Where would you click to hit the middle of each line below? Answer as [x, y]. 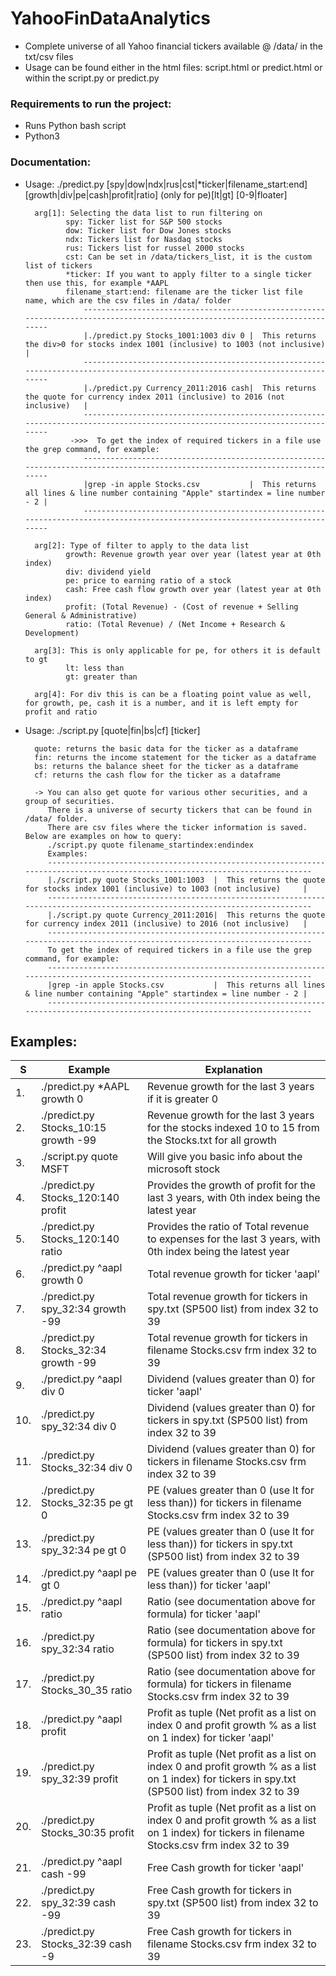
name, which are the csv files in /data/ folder [128, 300]
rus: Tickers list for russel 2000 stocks [155, 248]
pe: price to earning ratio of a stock [148, 580]
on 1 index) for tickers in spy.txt [221, 1779]
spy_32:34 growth [84, 1309]
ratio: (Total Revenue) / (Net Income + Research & [175, 624]
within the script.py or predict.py [92, 78]
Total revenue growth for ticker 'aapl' [233, 1274]
